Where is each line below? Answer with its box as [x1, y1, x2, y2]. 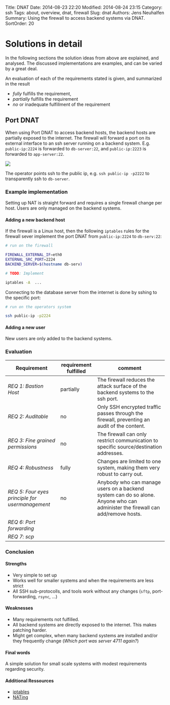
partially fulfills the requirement [12, 96, 78, 102]
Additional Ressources [5, 678, 54, 684]
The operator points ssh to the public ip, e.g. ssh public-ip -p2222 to [5, 170, 150, 176]
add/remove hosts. [97, 510, 142, 517]
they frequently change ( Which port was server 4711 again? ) [12, 638, 139, 644]
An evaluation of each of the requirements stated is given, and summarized [5, 75, 162, 81]
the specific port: [5, 295, 41, 301]
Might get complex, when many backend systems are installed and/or [12, 633, 158, 639]
